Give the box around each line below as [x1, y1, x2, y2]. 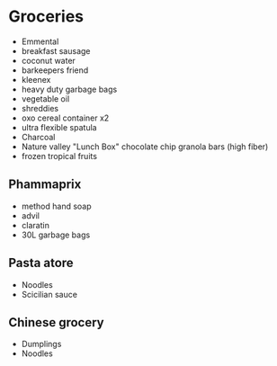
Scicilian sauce [21, 289, 78, 299]
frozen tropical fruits [21, 150, 98, 161]
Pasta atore [8, 255, 74, 271]
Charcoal [21, 131, 56, 142]
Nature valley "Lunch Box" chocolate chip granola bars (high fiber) [21, 141, 269, 152]
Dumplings [21, 339, 62, 350]
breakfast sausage [21, 45, 91, 56]
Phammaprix [8, 177, 82, 192]
